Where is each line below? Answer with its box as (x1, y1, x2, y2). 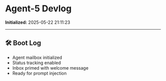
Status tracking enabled (12, 60, 61, 66)
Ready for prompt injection (12, 70, 67, 76)
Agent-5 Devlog (5, 3, 72, 14)
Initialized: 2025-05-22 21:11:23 (5, 19, 71, 25)
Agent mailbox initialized (12, 54, 63, 60)
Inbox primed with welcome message (12, 65, 89, 71)
